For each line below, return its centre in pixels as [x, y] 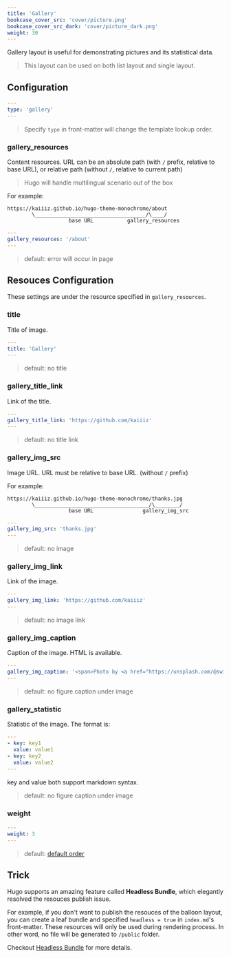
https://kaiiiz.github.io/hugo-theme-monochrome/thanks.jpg [95, 499]
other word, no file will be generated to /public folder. [84, 935]
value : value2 [33, 762]
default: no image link [55, 620]
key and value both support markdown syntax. [73, 782]
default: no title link [51, 440]
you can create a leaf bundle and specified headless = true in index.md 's [111, 919]
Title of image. [27, 330]
